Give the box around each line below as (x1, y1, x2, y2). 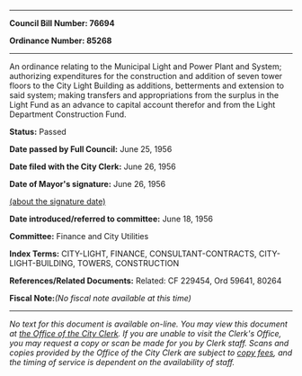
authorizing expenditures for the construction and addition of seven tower (9, 71, 283, 81)
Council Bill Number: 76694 (9, 18, 115, 28)
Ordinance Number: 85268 (9, 35, 112, 46)
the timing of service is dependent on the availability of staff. (9, 357, 235, 367)
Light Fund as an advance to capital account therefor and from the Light (9, 100, 276, 110)
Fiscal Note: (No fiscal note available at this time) (9, 293, 191, 303)
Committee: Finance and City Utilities (9, 231, 149, 241)
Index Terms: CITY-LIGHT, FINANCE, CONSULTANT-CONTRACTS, (9, 248, 258, 259)
